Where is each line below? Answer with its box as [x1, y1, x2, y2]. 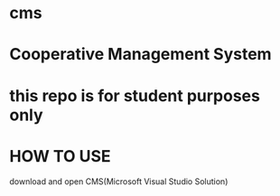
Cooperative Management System [9, 44, 273, 65]
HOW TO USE [9, 145, 111, 166]
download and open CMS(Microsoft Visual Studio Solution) [9, 175, 229, 187]
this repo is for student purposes [9, 85, 260, 106]
